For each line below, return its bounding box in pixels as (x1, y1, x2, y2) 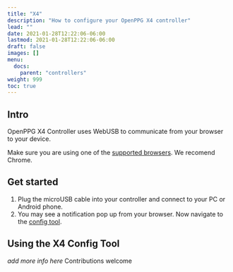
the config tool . (17, 217, 62, 225)
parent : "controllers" (20, 69, 87, 76)
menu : (7, 56, 23, 63)
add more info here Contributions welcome (7, 256, 133, 265)
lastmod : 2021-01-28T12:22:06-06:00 (7, 37, 115, 44)
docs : (13, 63, 30, 70)
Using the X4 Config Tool (7, 237, 120, 250)
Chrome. (7, 156, 33, 164)
